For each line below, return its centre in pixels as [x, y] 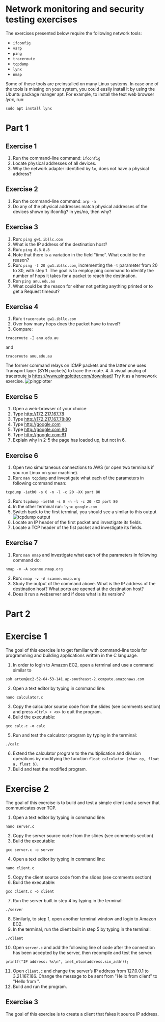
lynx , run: [15, 99]
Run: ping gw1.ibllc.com [38, 239]
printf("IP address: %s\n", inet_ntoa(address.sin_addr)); [67, 962]
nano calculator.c [24, 697]
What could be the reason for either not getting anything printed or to [83, 286]
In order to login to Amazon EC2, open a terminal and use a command [83, 665]
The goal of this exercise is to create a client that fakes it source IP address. [82, 1014]
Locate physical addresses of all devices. [55, 163]
